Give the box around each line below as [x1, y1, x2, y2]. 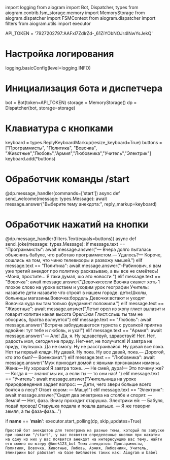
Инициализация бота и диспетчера [5, 83, 163, 94]
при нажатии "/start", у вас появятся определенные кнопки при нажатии [5, 432, 160, 437]
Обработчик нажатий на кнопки [5, 218, 149, 230]
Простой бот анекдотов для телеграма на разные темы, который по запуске [5, 428, 165, 433]
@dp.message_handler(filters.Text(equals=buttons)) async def [5, 236, 137, 242]
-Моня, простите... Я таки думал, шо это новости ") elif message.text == [5, 273, 161, 279]
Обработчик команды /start [5, 174, 129, 185]
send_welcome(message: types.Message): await [5, 195, 108, 202]
